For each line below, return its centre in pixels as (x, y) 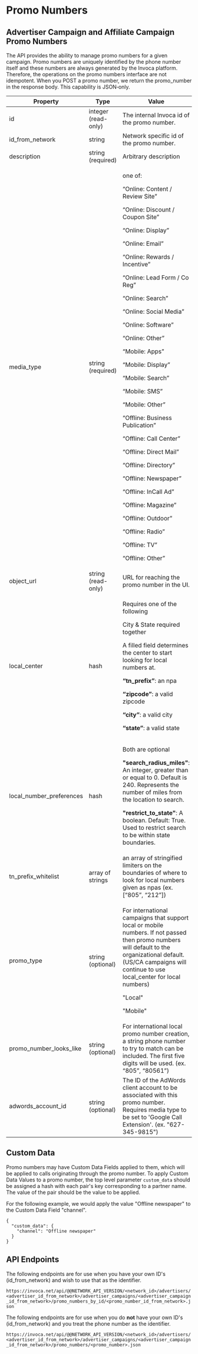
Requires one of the (150, 604)
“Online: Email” (143, 244)
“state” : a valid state (151, 728)
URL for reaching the (151, 577)
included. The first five (154, 1056)
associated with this (150, 1095)
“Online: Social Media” (154, 312)
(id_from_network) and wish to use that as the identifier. (74, 1280)
